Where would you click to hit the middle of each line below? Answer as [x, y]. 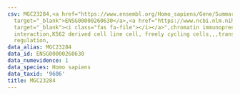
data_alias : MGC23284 [40, 47]
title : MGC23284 [31, 80]
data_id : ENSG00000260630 [46, 54]
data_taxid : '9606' [36, 74]
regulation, [32, 41]
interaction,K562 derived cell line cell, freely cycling [102, 34]
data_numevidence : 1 [38, 61]
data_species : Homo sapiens [49, 67]
